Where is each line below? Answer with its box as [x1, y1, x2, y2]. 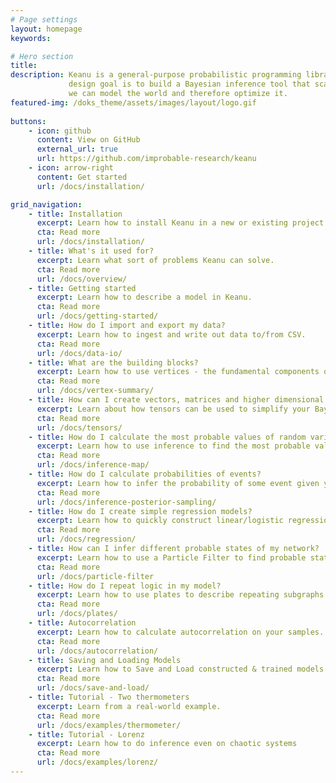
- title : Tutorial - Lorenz [28, 729, 145, 740]
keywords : [10, 33, 52, 43]
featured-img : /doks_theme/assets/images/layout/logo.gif [10, 97, 257, 108]
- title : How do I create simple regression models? [28, 506, 253, 516]
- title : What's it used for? [28, 246, 155, 256]
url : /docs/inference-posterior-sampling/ [36, 497, 217, 507]
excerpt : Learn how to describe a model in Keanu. [36, 292, 253, 303]
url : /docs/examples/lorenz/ [36, 757, 159, 768]
